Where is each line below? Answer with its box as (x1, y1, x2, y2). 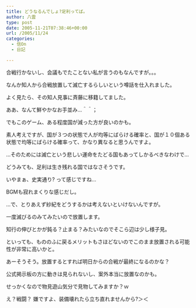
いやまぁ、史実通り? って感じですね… (6, 175, 97, 182)
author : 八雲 (6, 14, 36, 20)
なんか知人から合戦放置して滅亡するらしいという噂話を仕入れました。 (6, 81, 176, 88)
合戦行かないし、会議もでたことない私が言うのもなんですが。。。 (6, 69, 160, 76)
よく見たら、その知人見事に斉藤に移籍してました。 (6, 93, 129, 100)
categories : (6, 36, 35, 42)
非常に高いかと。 (16, 245, 57, 252)
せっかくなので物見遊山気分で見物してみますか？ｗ (6, 283, 129, 290)
